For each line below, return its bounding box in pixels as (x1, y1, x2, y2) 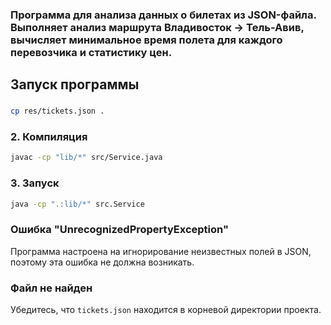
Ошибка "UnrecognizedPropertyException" (10, 223, 229, 237)
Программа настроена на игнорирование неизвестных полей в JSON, (10, 245, 312, 257)
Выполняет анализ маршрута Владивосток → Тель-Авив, (10, 20, 305, 34)
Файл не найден (10, 281, 93, 295)
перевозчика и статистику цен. (10, 45, 173, 59)
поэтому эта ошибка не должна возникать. (10, 256, 195, 268)
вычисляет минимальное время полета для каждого (10, 33, 283, 47)
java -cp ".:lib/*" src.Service (10, 199, 145, 209)
